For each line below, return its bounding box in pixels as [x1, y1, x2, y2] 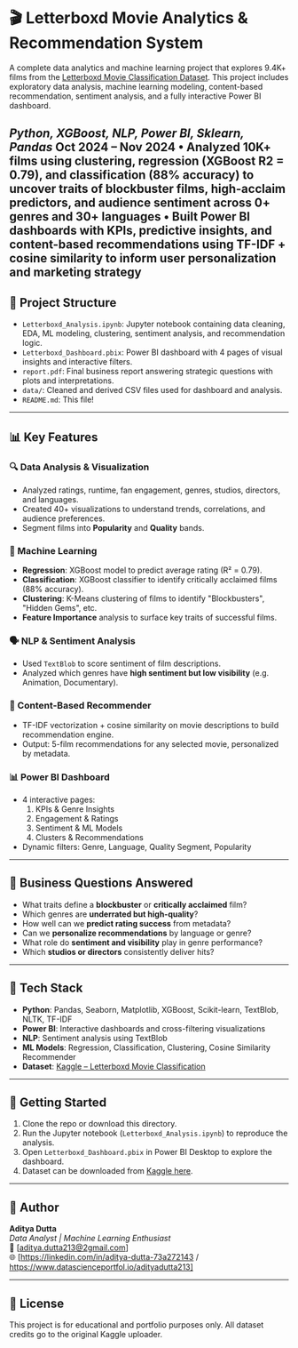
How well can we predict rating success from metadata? [21, 918, 231, 928]
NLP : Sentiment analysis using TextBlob [21, 1032, 169, 1043]
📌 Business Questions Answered [9, 876, 193, 891]
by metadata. [21, 748, 71, 758]
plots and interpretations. [21, 375, 114, 386]
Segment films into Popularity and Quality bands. [21, 522, 205, 533]
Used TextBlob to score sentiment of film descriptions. [21, 658, 222, 669]
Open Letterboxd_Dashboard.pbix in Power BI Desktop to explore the [21, 1147, 272, 1158]
